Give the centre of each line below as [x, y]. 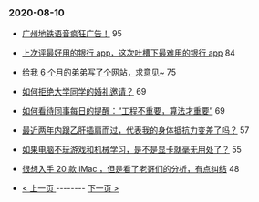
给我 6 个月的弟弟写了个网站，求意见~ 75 [99, 72]
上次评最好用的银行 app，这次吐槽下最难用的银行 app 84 [129, 53]
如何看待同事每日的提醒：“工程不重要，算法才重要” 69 [123, 111]
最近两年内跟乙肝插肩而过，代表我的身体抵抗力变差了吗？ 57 [135, 130]
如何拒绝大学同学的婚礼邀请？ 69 [84, 92]
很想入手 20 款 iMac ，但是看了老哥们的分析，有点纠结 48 [130, 169]
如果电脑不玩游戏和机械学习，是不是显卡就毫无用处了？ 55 [132, 150]
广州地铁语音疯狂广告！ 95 [72, 34]
